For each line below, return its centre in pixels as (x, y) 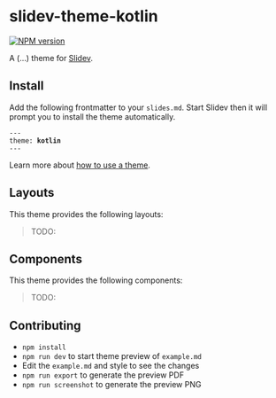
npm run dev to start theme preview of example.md (111, 356)
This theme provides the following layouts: (86, 214)
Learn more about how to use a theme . (80, 165)
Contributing (45, 325)
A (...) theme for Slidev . (51, 58)
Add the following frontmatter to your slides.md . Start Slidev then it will (138, 107)
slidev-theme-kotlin (84, 16)
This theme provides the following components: (96, 280)
